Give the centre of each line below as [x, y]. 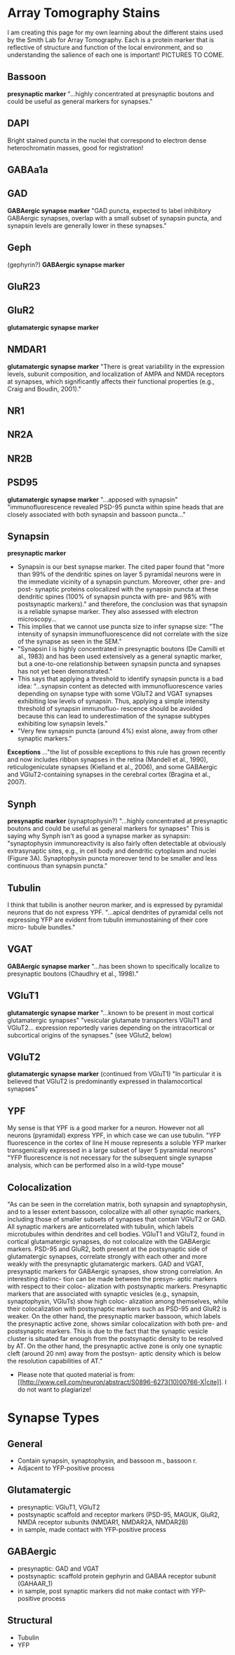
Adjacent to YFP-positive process [66, 1468]
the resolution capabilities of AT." [55, 1361]
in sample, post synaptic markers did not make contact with [104, 1591]
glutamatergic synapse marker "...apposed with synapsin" [93, 499]
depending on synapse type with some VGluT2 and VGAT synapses [115, 694]
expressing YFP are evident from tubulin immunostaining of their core [108, 920]
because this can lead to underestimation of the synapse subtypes [114, 716]
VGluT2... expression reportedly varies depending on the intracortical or [111, 1028]
